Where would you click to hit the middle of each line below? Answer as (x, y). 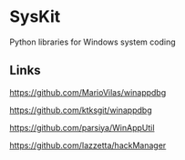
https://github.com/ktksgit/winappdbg (81, 110)
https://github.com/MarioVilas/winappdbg (88, 92)
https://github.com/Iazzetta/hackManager (88, 145)
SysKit (35, 17)
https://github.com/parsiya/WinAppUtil (82, 127)
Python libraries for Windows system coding (92, 42)
